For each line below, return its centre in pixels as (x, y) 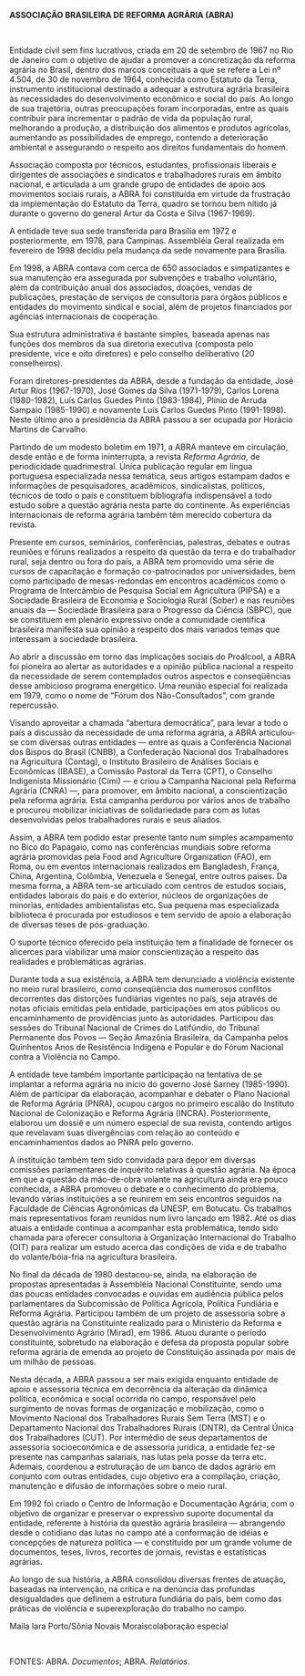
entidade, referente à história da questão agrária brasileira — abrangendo (147, 1523)
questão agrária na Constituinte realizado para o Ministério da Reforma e (146, 1323)
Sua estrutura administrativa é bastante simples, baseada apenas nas (140, 334)
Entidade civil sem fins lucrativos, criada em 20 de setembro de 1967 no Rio (152, 50)
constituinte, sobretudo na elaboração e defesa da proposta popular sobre (149, 1342)
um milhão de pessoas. (53, 1361)
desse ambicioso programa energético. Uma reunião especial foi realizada (149, 686)
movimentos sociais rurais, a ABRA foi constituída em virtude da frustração (150, 194)
